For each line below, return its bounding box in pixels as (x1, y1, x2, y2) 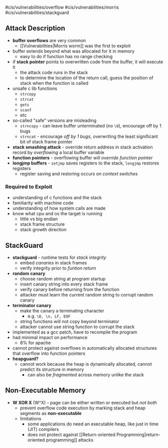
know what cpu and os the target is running (12, 211, 103, 217)
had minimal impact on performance (12, 334, 88, 340)
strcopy (20, 91, 36, 97)
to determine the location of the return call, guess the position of (20, 75, 154, 81)
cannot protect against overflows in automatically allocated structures (12, 345, 157, 351)
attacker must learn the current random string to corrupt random (20, 291, 153, 297)
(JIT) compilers (27, 426, 59, 432)
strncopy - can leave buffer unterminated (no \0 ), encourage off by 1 (20, 122, 161, 128)
